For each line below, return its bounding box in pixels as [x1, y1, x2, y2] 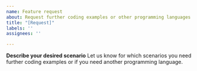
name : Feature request [6, 8, 63, 15]
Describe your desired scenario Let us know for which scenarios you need [6, 52, 192, 59]
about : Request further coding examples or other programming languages [6, 14, 191, 20]
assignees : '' [6, 31, 42, 37]
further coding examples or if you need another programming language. [6, 59, 183, 66]
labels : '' [6, 25, 33, 31]
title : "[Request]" [6, 20, 55, 25]
